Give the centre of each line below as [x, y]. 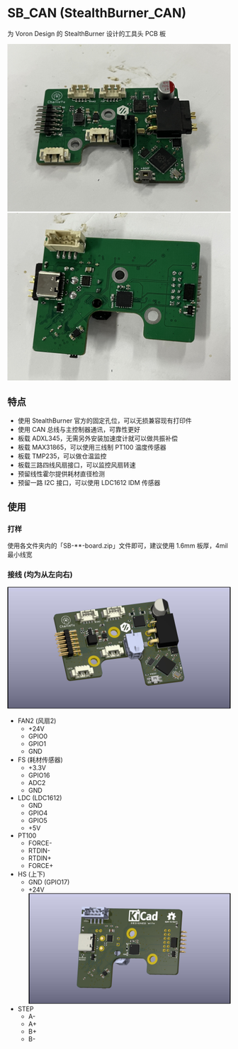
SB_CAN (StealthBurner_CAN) [97, 13]
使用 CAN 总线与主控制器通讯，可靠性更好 [79, 429]
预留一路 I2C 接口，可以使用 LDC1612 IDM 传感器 [89, 482]
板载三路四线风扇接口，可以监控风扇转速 [76, 465]
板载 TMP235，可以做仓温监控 [62, 456]
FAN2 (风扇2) [37, 721]
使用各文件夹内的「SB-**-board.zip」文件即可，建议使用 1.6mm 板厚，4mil [118, 546]
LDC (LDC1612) [40, 798]
